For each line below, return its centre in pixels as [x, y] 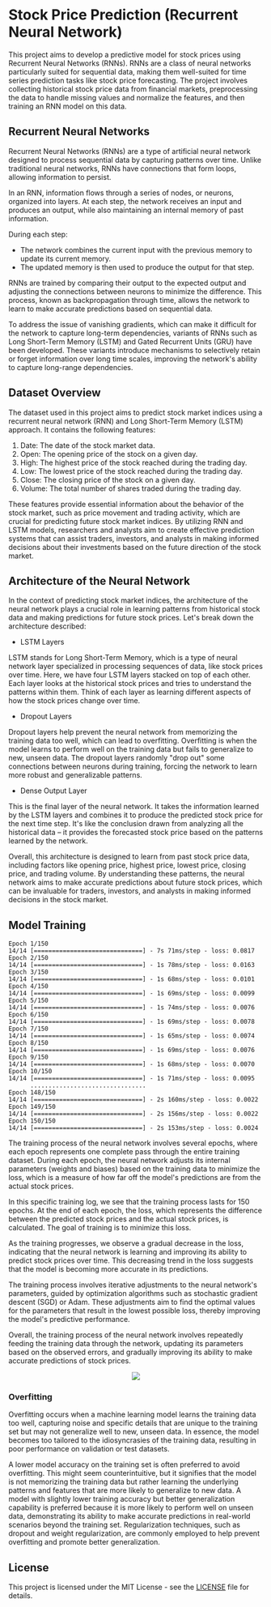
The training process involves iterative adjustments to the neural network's [133, 1285]
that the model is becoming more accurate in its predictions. [108, 1269]
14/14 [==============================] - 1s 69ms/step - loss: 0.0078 [131, 1022]
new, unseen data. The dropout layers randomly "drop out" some [116, 758]
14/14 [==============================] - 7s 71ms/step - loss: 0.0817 [131, 951]
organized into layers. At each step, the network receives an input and [125, 201]
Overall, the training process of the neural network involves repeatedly [126, 1335]
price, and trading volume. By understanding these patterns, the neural [127, 874]
